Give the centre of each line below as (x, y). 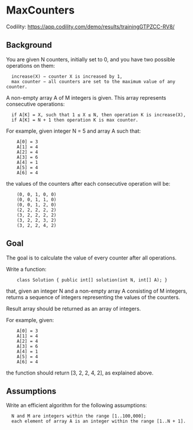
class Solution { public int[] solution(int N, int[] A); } (92, 280)
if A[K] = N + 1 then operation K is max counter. (75, 120)
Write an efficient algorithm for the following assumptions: (77, 405)
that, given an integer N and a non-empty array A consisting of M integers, (97, 291)
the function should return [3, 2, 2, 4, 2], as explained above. (80, 373)
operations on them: (31, 65)
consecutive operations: (35, 104)
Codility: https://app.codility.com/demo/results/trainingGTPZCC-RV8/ (91, 27)
